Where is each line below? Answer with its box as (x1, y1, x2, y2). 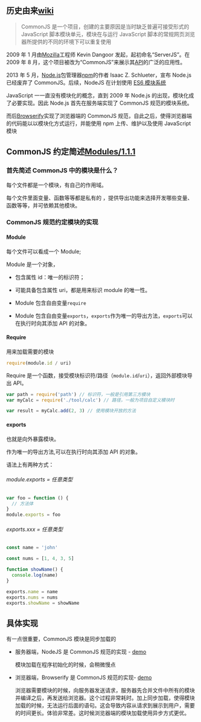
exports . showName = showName (6, 600, 80, 606)
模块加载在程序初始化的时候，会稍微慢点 (14, 661, 116, 668)
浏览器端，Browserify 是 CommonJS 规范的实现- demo (14, 674, 152, 681)
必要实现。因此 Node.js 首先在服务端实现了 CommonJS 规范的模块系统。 (11, 99, 193, 106)
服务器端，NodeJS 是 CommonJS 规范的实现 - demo (14, 648, 147, 655)
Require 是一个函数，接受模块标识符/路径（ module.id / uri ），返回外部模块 (6, 371, 188, 379)
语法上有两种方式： (6, 461, 54, 468)
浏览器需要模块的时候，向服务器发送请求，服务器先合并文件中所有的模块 (14, 687, 195, 694)
